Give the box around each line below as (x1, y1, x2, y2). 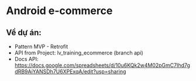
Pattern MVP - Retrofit (14, 43, 68, 50)
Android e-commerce (6, 4, 113, 18)
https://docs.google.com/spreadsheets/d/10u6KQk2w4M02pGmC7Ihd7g (14, 62, 190, 69)
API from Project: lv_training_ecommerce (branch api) (14, 49, 143, 56)
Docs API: (14, 56, 39, 62)
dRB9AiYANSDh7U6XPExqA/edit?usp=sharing (14, 68, 126, 75)
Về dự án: (6, 28, 42, 38)
